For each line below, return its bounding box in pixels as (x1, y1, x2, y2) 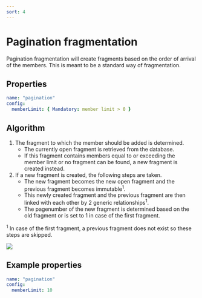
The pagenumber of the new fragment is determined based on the (24, 205, 189, 213)
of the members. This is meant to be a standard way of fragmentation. (6, 61, 181, 68)
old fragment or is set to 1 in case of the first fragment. (24, 212, 160, 219)
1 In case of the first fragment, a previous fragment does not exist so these (6, 223, 192, 232)
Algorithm (6, 123, 45, 133)
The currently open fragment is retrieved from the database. (24, 145, 174, 153)
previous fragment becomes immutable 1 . (24, 184, 126, 193)
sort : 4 (6, 8, 26, 15)
